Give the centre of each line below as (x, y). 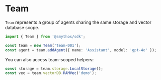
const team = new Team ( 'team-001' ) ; (43, 45)
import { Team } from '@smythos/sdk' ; (45, 37)
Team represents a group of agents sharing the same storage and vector (78, 22)
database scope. (22, 27)
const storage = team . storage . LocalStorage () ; (54, 69)
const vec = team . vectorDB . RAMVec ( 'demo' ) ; (51, 73)
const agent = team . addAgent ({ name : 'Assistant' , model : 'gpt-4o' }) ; (81, 50)
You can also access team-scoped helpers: (49, 59)
